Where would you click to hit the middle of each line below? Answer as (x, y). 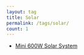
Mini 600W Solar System (46, 46)
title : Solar (23, 18)
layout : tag (21, 12)
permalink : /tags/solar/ (38, 23)
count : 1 (17, 29)
